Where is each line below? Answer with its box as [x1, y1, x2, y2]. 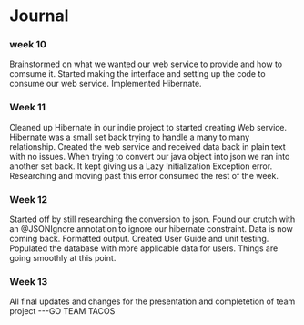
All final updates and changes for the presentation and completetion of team [9, 296, 296, 307]
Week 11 [9, 101, 46, 114]
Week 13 [9, 276, 48, 288]
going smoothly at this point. [9, 253, 117, 264]
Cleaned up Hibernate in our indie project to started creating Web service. [9, 121, 287, 132]
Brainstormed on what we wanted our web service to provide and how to [9, 58, 283, 69]
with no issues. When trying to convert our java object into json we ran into [9, 151, 290, 162]
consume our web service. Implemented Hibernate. [9, 79, 202, 89]
